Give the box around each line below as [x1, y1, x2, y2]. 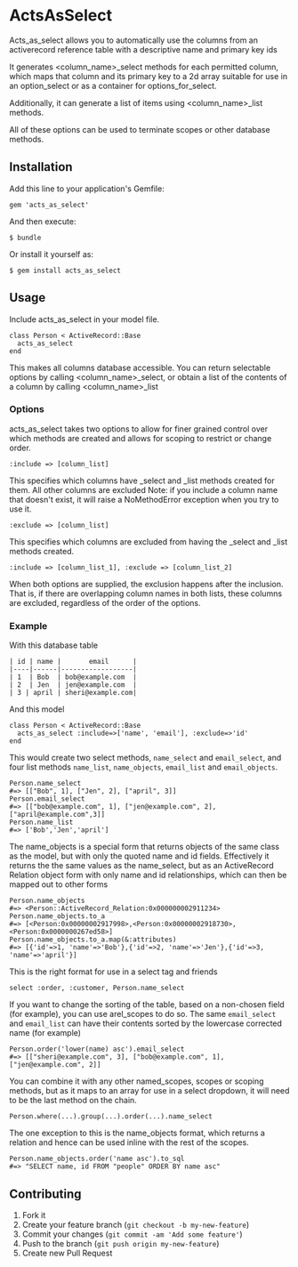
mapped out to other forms [9, 879, 109, 890]
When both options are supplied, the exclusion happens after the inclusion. [9, 578, 284, 589]
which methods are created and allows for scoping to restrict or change [9, 432, 272, 443]
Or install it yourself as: [9, 248, 93, 259]
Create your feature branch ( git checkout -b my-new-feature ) [21, 1219, 250, 1230]
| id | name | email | [9, 658, 138, 666]
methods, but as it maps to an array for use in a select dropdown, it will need [9, 1085, 290, 1096]
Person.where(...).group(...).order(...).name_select [9, 1112, 213, 1121]
